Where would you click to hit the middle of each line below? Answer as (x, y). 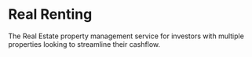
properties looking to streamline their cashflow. (84, 44)
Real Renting (50, 14)
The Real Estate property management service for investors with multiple (126, 36)
